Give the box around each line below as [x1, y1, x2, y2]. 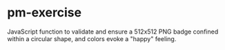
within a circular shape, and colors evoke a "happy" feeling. [7, 34, 177, 42]
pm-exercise [7, 5, 81, 21]
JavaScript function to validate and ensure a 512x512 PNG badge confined [7, 27, 219, 36]
